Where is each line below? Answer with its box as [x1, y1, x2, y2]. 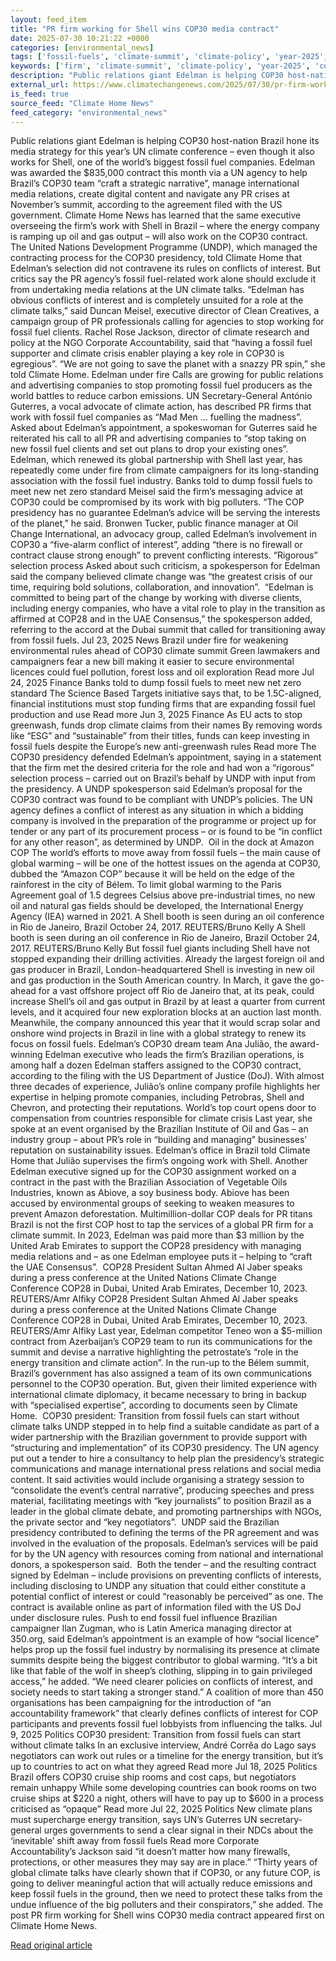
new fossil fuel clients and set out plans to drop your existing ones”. [10, 443, 289, 455]
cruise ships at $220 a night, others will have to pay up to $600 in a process [10, 1792, 324, 1805]
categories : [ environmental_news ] [10, 42, 155, 53]
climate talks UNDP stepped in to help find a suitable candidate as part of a [10, 1421, 320, 1433]
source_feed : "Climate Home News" [10, 98, 155, 108]
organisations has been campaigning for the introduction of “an [10, 1697, 272, 1709]
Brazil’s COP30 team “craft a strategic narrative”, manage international [10, 177, 300, 190]
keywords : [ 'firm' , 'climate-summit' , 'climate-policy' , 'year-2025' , [10, 61, 311, 71]
